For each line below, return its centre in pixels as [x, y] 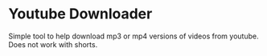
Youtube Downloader [80, 14]
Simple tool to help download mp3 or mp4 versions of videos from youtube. [133, 36]
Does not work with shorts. [53, 44]
